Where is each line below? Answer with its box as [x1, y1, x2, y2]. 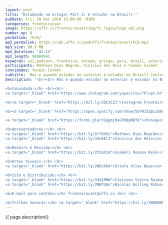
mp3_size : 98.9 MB [5, 44, 43, 49]
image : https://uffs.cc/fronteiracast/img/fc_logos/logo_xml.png [5, 26, 144, 31]
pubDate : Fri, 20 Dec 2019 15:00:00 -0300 [5, 16, 95, 21]
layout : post [5, 7, 32, 12]
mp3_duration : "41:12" [5, 49, 52, 54]
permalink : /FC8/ [5, 35, 41, 40]
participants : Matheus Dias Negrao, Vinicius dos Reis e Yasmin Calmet [5, 63, 157, 68]
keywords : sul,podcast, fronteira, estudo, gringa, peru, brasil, [5, 58, 146, 63]
